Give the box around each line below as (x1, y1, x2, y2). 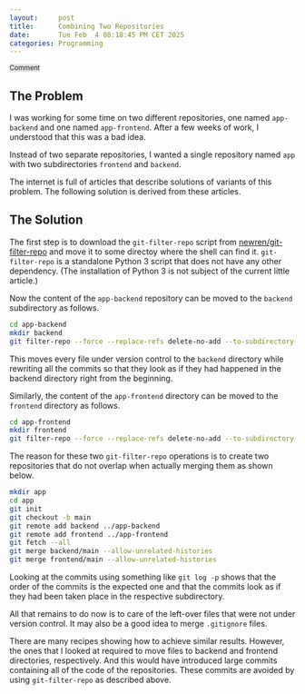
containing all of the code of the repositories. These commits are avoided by (9, 665, 295, 675)
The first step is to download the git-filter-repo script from (9, 236, 238, 247)
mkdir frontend (9, 426, 67, 435)
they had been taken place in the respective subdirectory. (9, 591, 225, 601)
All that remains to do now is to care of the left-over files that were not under (9, 609, 296, 619)
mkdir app (9, 488, 47, 497)
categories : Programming (9, 38, 103, 48)
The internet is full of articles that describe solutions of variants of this (9, 176, 272, 187)
